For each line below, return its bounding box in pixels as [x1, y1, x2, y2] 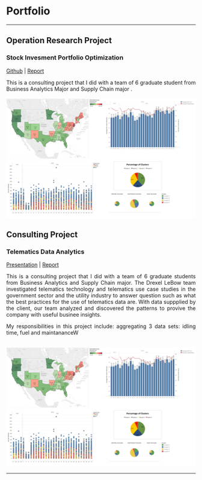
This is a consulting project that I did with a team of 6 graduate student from [6, 79, 196, 86]
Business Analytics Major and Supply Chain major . [6, 85, 132, 93]
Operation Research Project [6, 35, 112, 46]
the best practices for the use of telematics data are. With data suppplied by [6, 299, 196, 306]
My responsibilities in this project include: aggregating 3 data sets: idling [6, 323, 196, 330]
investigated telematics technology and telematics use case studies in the [6, 285, 196, 293]
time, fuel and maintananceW [6, 329, 79, 336]
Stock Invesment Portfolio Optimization [6, 53, 124, 62]
